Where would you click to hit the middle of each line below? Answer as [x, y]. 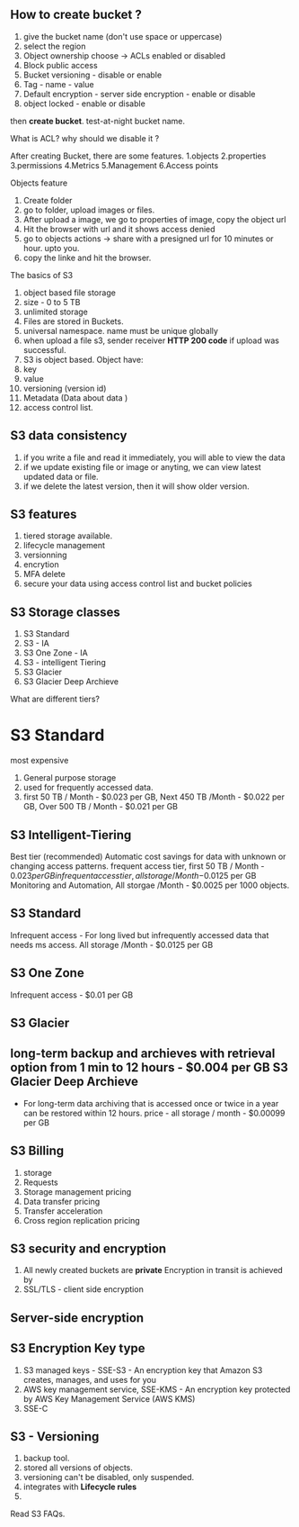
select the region [54, 46]
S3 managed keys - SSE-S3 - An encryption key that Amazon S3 [143, 1370]
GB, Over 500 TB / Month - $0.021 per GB [101, 807]
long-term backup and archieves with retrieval [143, 1054]
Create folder [48, 200]
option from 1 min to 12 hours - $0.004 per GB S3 [149, 1067]
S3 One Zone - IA [55, 653]
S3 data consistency [69, 436]
